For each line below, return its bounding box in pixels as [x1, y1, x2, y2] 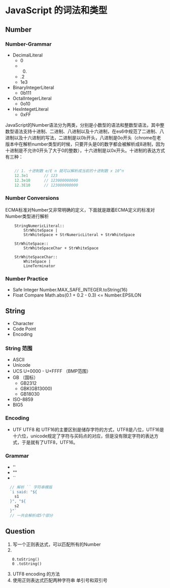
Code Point [12, 326, 37, 332]
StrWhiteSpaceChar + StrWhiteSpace [23, 245, 99, 251]
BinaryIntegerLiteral [12, 84, 54, 91]
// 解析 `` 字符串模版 [10, 484, 52, 490]
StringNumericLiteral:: [14, 223, 65, 228]
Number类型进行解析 [5, 213, 49, 219]
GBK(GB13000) [20, 386, 52, 392]
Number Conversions [5, 194, 59, 201]
